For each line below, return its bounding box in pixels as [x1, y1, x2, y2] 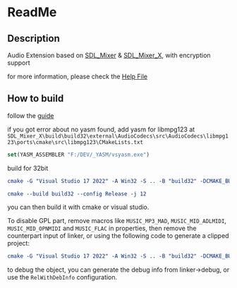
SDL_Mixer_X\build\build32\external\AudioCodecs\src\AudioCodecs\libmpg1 [7, 132, 229, 140]
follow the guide [7, 111, 54, 120]
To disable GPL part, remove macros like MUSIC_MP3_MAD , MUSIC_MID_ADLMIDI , [7, 217, 227, 225]
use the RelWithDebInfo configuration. [7, 273, 118, 282]
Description [7, 32, 60, 44]
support [7, 59, 30, 67]
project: [7, 239, 30, 248]
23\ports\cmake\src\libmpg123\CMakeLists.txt [7, 138, 143, 145]
